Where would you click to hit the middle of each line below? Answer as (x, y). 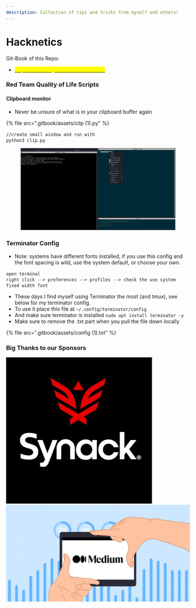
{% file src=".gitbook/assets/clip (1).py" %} (58, 123)
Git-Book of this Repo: (33, 58)
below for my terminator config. (52, 303)
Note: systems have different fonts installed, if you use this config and (99, 256)
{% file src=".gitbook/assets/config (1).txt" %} (61, 332)
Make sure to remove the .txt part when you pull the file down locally (97, 321)
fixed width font (27, 286)
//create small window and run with (50, 135)
